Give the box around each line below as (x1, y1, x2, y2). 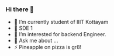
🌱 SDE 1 (13, 24, 33, 32)
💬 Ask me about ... (13, 37, 58, 44)
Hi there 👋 (5, 5, 34, 13)
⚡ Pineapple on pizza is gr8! (13, 44, 82, 51)
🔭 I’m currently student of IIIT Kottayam (13, 19, 109, 26)
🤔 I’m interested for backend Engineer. (13, 31, 106, 38)
